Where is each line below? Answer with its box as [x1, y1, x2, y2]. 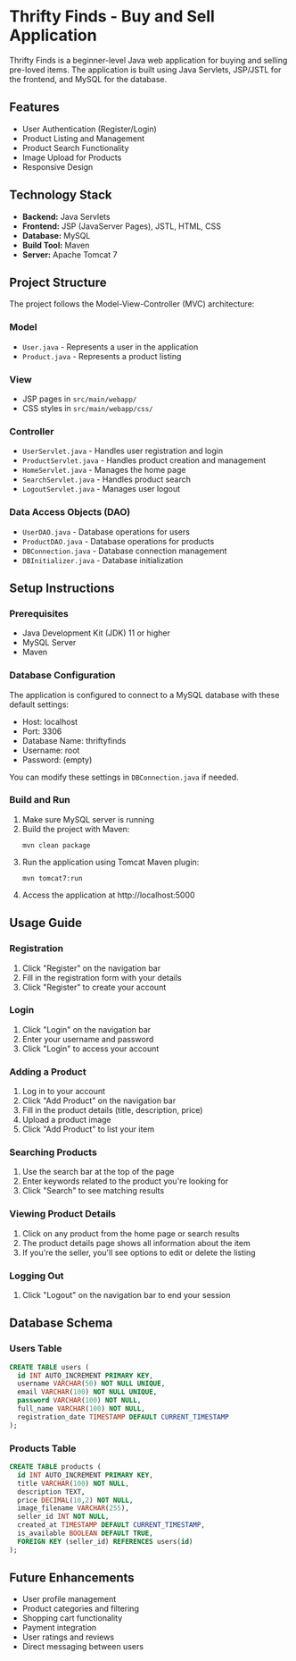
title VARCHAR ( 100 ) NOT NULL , [17, 1479, 129, 1488]
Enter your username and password [21, 1033, 154, 1044]
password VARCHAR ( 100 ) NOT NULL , [17, 1396, 142, 1405]
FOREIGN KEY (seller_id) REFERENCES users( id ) [17, 1537, 193, 1546]
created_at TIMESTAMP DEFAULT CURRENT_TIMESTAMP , [17, 1521, 205, 1530]
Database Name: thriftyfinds [21, 735, 127, 746]
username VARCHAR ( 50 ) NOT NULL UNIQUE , [17, 1379, 166, 1388]
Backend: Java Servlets [21, 211, 111, 222]
